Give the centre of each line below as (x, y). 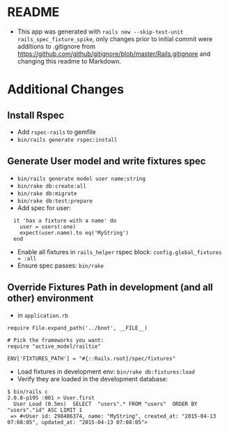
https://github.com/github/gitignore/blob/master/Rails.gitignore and (114, 54)
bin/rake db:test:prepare (55, 201)
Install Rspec (36, 115)
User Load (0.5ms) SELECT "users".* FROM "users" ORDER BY (105, 404)
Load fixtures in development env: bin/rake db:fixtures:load (106, 372)
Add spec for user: (44, 207)
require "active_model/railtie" (54, 346)
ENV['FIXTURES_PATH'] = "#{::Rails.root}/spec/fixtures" (92, 358)
